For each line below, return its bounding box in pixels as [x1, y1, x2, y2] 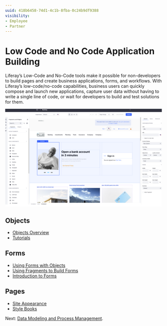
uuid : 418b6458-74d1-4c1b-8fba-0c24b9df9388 [5, 8, 99, 13]
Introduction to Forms [12, 273, 57, 279]
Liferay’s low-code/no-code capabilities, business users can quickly [5, 83, 145, 89]
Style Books [12, 306, 37, 312]
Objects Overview [12, 230, 49, 235]
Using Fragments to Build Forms [12, 267, 79, 273]
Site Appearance [12, 300, 47, 306]
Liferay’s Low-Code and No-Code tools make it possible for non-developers [5, 72, 161, 79]
